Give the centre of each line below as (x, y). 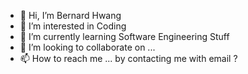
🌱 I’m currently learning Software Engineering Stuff (124, 36)
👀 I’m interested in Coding (73, 26)
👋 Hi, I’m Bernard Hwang (70, 15)
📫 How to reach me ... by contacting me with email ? (128, 58)
